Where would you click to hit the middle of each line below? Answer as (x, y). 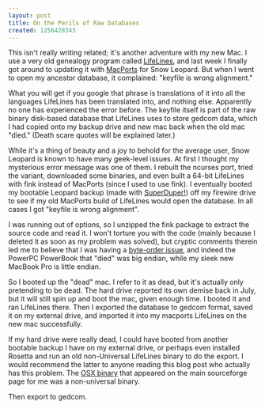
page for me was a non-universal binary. (74, 381)
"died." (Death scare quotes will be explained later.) (92, 135)
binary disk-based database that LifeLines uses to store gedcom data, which (133, 119)
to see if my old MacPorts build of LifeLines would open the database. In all (131, 201)
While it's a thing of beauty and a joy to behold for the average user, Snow (129, 150)
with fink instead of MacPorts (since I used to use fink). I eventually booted (130, 184)
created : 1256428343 (42, 30)
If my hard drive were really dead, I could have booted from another (119, 339)
